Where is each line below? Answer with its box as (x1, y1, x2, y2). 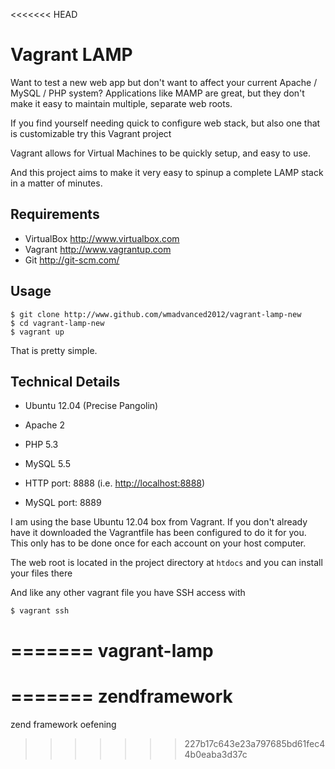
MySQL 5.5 (24, 458, 71, 470)
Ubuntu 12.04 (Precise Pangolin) (24, 400, 159, 412)
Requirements (10, 206, 100, 223)
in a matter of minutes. (10, 177, 103, 189)
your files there (10, 567, 73, 579)
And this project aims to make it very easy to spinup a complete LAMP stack (10, 166, 324, 178)
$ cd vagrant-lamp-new (10, 318, 105, 328)
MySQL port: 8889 (24, 497, 102, 509)
